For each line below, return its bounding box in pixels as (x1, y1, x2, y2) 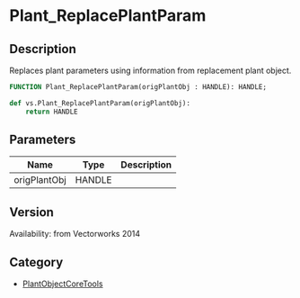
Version (9, 204, 54, 220)
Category (9, 254, 64, 270)
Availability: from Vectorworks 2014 (9, 229, 141, 239)
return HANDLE (25, 107, 78, 116)
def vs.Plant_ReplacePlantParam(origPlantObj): (9, 98, 191, 108)
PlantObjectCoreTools (22, 278, 103, 289)
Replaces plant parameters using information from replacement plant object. (9, 65, 292, 76)
